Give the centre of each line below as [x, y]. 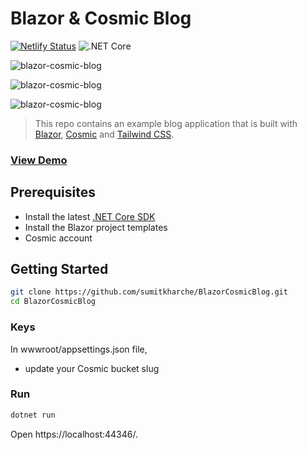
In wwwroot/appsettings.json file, [79, 349]
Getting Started [59, 269]
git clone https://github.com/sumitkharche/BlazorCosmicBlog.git [149, 292]
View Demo [39, 160]
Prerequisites [53, 192]
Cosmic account [58, 238]
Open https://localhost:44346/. [74, 434]
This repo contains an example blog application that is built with [166, 123]
